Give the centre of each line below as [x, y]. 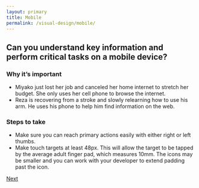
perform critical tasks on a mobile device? [87, 57]
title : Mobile [24, 17]
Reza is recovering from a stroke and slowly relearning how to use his [101, 100]
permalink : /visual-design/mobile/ [51, 23]
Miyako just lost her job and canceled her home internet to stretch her [102, 87]
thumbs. [25, 142]
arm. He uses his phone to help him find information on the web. [95, 107]
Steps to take [26, 122]
